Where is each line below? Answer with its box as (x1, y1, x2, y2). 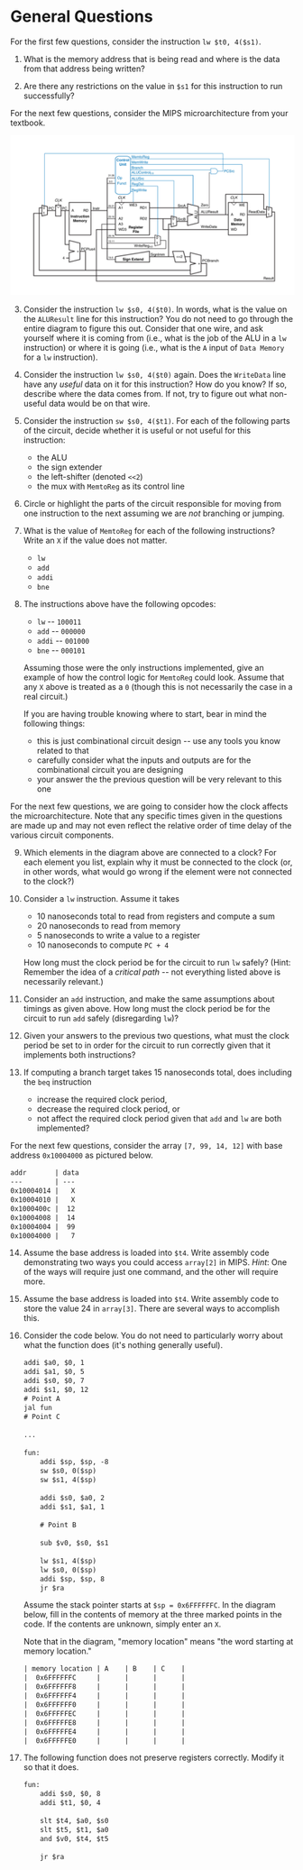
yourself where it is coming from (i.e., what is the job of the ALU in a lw (23, 333, 287, 344)
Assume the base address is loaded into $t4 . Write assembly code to (23, 1294, 279, 1305)
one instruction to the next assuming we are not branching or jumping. (23, 508, 285, 519)
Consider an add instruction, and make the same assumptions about (23, 994, 275, 1004)
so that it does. (23, 1762, 79, 1773)
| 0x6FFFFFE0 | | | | (23, 1737, 186, 1746)
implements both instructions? (23, 1050, 136, 1060)
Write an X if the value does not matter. (23, 535, 168, 546)
